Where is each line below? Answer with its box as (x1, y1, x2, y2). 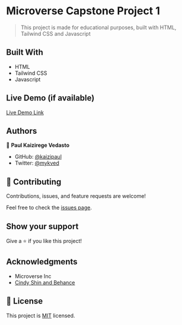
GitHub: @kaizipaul (14, 153, 62, 160)
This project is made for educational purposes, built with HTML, (20, 24, 177, 31)
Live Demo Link (6, 109, 44, 116)
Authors (6, 126, 37, 136)
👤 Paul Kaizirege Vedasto (6, 141, 70, 149)
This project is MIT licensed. (6, 312, 75, 319)
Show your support (6, 221, 79, 231)
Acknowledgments (6, 257, 78, 267)
